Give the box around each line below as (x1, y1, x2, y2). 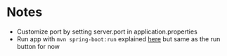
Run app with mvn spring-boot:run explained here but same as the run (16, 34, 221, 43)
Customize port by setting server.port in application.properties (16, 27, 197, 36)
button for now (16, 42, 60, 50)
